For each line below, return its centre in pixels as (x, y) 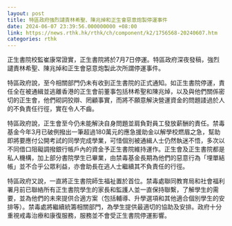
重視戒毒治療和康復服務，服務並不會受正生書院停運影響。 (89, 216)
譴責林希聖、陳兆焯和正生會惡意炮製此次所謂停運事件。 (86, 68)
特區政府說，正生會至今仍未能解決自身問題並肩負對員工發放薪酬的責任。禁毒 (116, 123)
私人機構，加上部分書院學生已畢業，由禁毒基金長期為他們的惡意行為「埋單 (113, 158)
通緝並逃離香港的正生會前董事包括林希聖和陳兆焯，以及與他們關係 (125, 92)
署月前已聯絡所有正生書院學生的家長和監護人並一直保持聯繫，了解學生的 (110, 189)
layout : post (26, 13)
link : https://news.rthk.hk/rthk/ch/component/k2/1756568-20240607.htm (112, 33)
